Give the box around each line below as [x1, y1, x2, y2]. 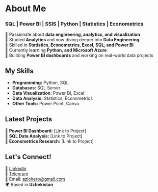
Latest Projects [5, 115, 53, 123]
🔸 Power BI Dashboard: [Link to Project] [5, 128, 87, 134]
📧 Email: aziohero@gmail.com [5, 176, 65, 182]
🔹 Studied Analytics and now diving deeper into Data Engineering [5, 37, 140, 43]
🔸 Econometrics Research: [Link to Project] [5, 138, 94, 144]
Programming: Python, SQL [12, 80, 69, 86]
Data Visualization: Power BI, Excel [12, 90, 84, 96]
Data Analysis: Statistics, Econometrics [12, 95, 93, 101]
